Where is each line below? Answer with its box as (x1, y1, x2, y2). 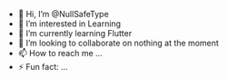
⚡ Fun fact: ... (17, 62, 68, 72)
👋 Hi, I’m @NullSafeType (17, 9, 109, 19)
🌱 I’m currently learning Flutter (17, 28, 133, 38)
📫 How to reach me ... (17, 48, 103, 58)
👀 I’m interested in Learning (17, 18, 121, 29)
